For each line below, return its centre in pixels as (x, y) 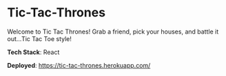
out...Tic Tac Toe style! (40, 38)
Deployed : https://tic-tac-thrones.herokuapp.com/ (79, 65)
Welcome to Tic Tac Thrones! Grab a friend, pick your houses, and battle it (113, 31)
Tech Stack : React (33, 52)
